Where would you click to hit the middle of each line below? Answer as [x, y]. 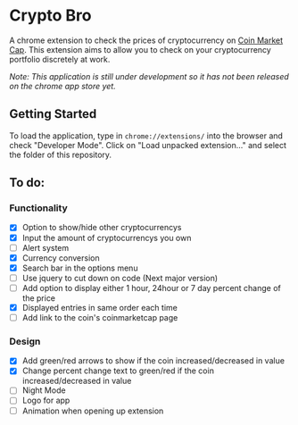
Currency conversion [61, 258]
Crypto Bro [50, 16]
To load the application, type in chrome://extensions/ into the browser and [146, 136]
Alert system [46, 247]
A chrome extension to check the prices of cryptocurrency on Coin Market [146, 40]
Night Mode [44, 390]
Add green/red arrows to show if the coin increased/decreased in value [153, 361]
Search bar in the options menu [80, 268]
